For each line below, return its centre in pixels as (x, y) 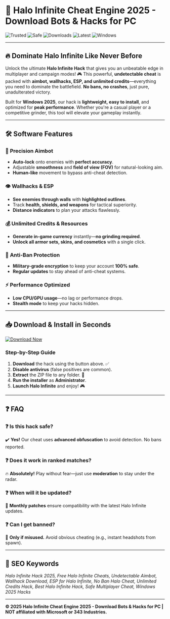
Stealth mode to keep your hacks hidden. (56, 303)
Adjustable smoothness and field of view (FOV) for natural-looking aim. (88, 168)
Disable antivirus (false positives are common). (62, 369)
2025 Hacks (18, 592)
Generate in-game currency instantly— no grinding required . (77, 237)
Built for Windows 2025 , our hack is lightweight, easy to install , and (77, 102)
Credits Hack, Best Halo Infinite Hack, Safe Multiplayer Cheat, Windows (80, 587)
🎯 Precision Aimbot (29, 151)
